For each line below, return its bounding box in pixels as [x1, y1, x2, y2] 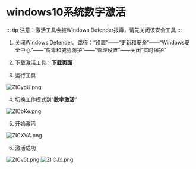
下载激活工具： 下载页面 [14, 59, 72, 66]
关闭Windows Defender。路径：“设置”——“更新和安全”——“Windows [14, 39, 185, 46]
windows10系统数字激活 [6, 5, 126, 19]
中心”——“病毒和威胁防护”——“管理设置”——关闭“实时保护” [20, 46, 166, 54]
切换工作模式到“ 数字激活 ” [14, 96, 77, 103]
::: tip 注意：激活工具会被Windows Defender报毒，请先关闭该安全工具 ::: [6, 26, 182, 33]
